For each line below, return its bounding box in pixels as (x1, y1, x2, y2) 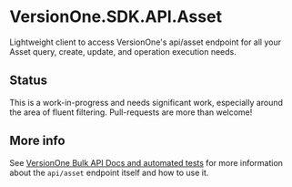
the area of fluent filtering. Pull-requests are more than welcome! (9, 107, 253, 118)
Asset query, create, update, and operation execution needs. (9, 46, 237, 57)
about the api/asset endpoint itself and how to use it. (9, 167, 209, 178)
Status (9, 73, 48, 88)
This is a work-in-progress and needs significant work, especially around (9, 97, 284, 108)
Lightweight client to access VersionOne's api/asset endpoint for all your (9, 36, 282, 47)
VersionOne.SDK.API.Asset (9, 6, 223, 27)
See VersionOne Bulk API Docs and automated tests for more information (9, 157, 284, 168)
